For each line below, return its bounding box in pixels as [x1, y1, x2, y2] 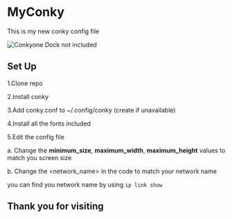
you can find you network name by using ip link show [7, 180, 163, 189]
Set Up [7, 60, 37, 73]
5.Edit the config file [7, 132, 64, 141]
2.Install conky [7, 92, 49, 100]
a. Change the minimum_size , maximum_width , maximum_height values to [7, 146, 226, 155]
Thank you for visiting [7, 200, 104, 212]
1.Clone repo [7, 79, 43, 87]
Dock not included [44, 40, 97, 49]
